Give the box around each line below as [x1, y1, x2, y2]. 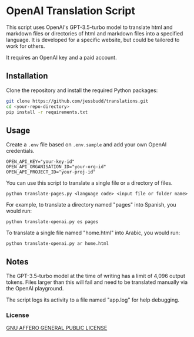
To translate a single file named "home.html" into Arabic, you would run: [6, 229, 180, 237]
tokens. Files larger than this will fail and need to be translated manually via [6, 279, 188, 286]
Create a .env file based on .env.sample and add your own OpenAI [6, 141, 167, 148]
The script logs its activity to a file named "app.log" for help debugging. [6, 296, 180, 303]
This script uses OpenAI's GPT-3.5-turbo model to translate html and [6, 24, 173, 31]
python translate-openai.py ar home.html [6, 241, 109, 247]
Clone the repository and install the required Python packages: [6, 87, 158, 94]
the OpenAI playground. [6, 285, 64, 292]
